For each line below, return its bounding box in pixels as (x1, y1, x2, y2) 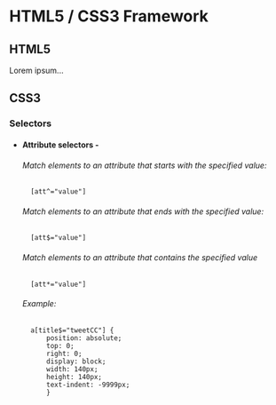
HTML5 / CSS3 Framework (9, 6, 209, 27)
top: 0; (45, 341, 75, 350)
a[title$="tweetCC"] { (30, 326, 114, 335)
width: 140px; (45, 364, 99, 374)
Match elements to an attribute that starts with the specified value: (21, 160, 267, 171)
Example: (21, 298, 57, 309)
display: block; (45, 357, 106, 366)
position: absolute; (45, 333, 122, 343)
